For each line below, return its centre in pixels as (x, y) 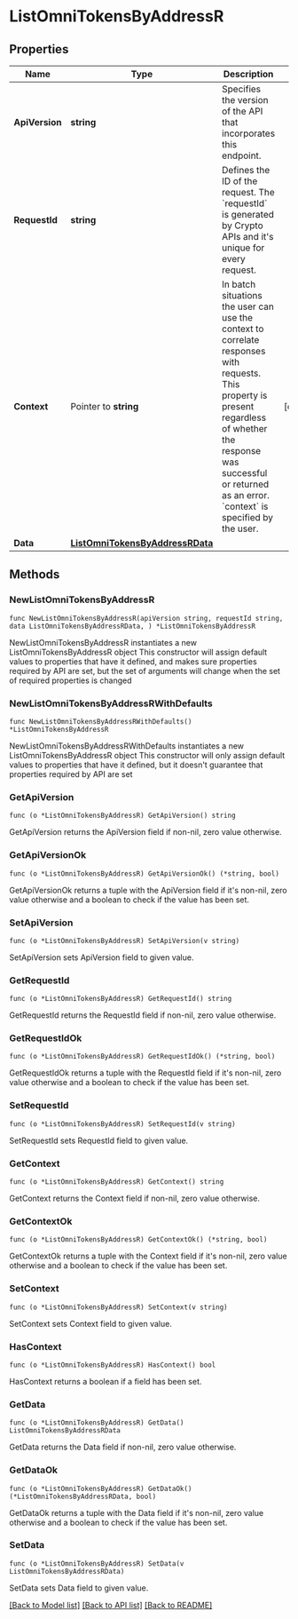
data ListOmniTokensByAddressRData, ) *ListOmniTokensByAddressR (132, 626)
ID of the (239, 181)
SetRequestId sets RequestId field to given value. (99, 1140)
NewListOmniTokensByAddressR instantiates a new (103, 642)
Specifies (241, 89)
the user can (248, 306)
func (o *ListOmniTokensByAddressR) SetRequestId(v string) (123, 1124)
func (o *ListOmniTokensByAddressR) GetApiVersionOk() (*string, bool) (144, 873)
